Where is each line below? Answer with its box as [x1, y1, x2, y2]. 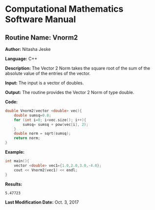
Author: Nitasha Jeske [5, 47, 51, 52]
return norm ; [14, 136, 41, 140]
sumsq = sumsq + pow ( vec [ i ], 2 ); [22, 122, 89, 127]
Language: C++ [5, 56, 38, 62]
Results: [5, 181, 22, 187]
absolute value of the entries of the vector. [5, 70, 91, 76]
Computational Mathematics [5, 3, 124, 15]
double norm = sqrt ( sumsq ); [14, 131, 71, 136]
